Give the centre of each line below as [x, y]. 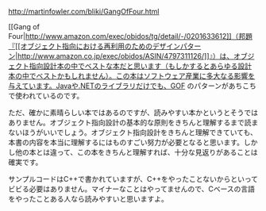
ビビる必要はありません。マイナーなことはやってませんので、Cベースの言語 [132, 189]
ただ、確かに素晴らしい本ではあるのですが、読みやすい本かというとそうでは [133, 113]
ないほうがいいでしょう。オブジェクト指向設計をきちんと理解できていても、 [133, 132]
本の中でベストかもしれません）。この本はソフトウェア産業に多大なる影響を [132, 76]
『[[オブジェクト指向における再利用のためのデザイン [94, 46]
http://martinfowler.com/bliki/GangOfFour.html [84, 12]
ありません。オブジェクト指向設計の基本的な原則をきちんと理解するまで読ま [133, 123]
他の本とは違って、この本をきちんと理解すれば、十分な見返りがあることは [136, 152]
